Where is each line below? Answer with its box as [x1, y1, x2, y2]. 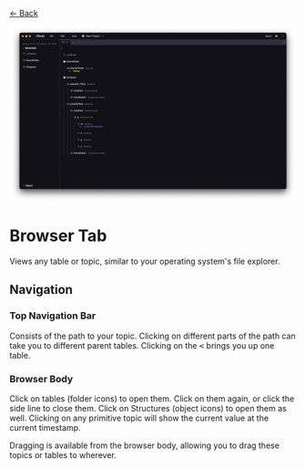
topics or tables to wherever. [9, 450, 117, 461]
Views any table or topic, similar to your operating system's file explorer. [9, 255, 280, 267]
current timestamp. [9, 422, 81, 433]
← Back [9, 8, 38, 18]
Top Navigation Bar [9, 309, 97, 322]
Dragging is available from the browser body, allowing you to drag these [9, 440, 280, 451]
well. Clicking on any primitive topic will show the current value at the [9, 412, 269, 423]
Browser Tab [9, 225, 107, 246]
